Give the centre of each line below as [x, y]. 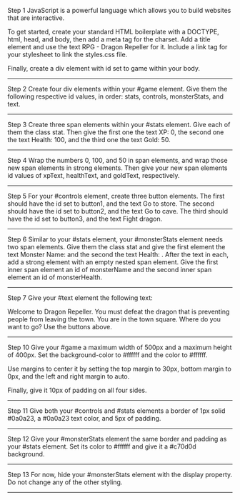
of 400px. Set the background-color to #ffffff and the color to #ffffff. [107, 355]
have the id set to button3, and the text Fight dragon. [85, 219]
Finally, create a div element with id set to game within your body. [104, 68]
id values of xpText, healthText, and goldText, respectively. [94, 175]
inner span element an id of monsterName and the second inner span [110, 270]
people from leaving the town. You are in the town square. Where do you [114, 319]
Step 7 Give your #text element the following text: [80, 298]
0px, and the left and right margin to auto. [69, 376]
